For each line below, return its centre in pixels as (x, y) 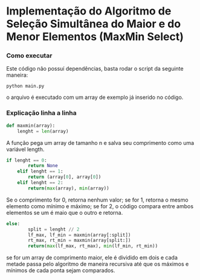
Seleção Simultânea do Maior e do (94, 24)
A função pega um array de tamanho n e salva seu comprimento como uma (100, 142)
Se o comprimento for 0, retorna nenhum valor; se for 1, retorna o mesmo (97, 200)
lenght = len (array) (43, 131)
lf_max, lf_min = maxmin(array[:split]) (79, 235)
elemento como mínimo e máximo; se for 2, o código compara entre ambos (100, 206)
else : (13, 224)
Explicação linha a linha (41, 113)
